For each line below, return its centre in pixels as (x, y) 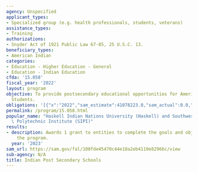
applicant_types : (27, 17)
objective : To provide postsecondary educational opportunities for (92, 94)
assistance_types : (29, 28)
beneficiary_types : (30, 50)
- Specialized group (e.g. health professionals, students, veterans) (95, 22)
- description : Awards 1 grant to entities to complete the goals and (95, 133)
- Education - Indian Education (46, 72)
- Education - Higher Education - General (59, 66)
